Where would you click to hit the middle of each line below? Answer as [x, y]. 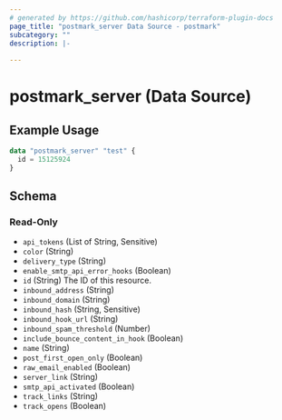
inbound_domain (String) [66, 300]
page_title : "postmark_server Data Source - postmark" [115, 26]
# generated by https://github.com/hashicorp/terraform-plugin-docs [141, 18]
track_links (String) [60, 396]
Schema [33, 196]
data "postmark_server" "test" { [73, 151]
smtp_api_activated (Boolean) [78, 386]
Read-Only [34, 222]
